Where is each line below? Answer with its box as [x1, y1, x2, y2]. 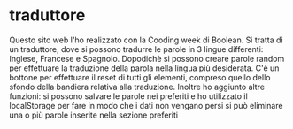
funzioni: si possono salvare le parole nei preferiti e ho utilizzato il [9, 90, 248, 102]
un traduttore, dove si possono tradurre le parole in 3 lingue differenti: [9, 43, 264, 54]
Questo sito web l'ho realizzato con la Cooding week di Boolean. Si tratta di [9, 34, 283, 45]
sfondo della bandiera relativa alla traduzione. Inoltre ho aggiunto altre [9, 81, 266, 92]
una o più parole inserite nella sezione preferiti [9, 110, 179, 120]
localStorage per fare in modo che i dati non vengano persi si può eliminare [9, 100, 283, 110]
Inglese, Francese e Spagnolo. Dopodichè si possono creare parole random [9, 53, 285, 64]
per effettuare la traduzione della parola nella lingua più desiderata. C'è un [9, 63, 280, 73]
